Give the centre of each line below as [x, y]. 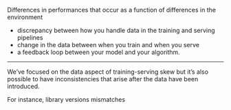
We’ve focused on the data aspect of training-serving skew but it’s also [108, 72]
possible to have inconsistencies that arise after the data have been [103, 79]
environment [25, 17]
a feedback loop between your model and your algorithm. [98, 52]
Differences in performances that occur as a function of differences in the [112, 10]
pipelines [30, 38]
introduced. [23, 86]
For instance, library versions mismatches [66, 99]
